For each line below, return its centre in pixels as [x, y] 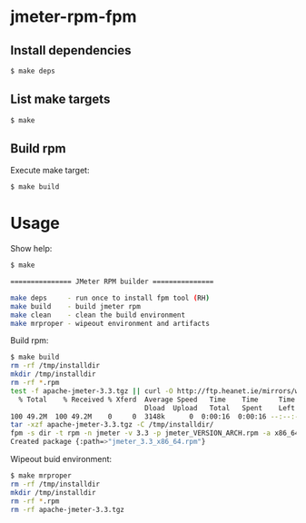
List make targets [60, 99]
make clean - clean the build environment [98, 315]
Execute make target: [50, 171]
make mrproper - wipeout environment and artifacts [110, 323]
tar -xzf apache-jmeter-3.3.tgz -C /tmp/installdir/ [112, 425]
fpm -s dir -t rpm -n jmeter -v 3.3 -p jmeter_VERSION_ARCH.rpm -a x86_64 [155, 433]
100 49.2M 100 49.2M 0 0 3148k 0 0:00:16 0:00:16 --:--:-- [157, 416]
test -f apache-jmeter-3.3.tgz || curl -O [92, 391]
